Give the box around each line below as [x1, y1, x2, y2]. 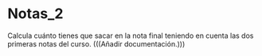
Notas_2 [7, 5, 64, 23]
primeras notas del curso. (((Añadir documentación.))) [7, 39, 186, 48]
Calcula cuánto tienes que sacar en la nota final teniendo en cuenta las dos [7, 31, 254, 40]
